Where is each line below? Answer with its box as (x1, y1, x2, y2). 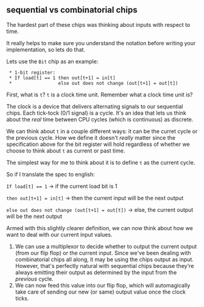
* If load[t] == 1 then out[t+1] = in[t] (9, 74, 116, 81)
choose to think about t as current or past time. (6, 146, 125, 154)
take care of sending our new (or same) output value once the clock (15, 288, 186, 295)
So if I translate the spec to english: (6, 170, 95, 178)
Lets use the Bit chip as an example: (6, 57, 99, 65)
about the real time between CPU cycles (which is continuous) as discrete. (6, 115, 194, 123)
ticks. (15, 294, 29, 302)
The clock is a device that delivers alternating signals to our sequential (6, 103, 183, 110)
